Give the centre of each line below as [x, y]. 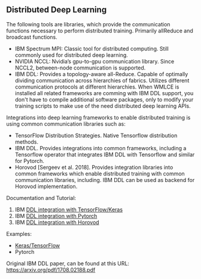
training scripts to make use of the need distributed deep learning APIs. [103, 106]
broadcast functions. [32, 37]
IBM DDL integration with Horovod [57, 222]
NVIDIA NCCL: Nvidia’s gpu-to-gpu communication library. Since [95, 61]
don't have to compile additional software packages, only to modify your [104, 99]
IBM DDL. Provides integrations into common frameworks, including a [100, 148]
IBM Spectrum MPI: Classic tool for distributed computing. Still [92, 48]
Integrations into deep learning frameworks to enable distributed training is [98, 117]
